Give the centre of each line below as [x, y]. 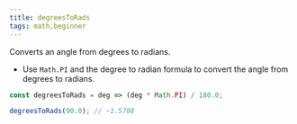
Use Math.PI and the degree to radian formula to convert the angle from [155, 69]
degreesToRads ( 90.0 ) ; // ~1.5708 [72, 111]
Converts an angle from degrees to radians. [90, 51]
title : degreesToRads [50, 18]
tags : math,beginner [48, 26]
